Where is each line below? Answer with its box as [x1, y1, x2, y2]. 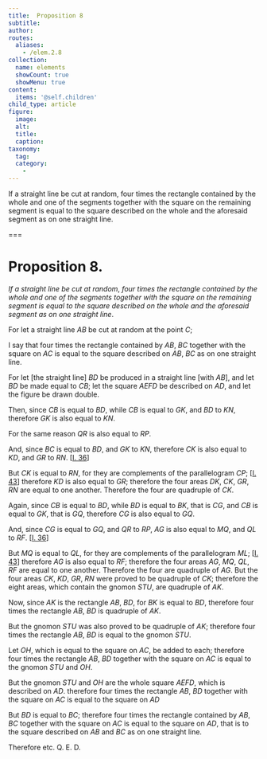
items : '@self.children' [15, 93, 98, 101]
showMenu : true [15, 78, 66, 86]
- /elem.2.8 [22, 49, 62, 57]
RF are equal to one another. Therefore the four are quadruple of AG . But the [8, 565, 258, 574]
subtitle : [8, 19, 41, 27]
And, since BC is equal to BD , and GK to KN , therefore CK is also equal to [8, 444, 247, 454]
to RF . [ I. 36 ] [8, 533, 49, 542]
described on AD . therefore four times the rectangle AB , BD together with [8, 686, 248, 695]
